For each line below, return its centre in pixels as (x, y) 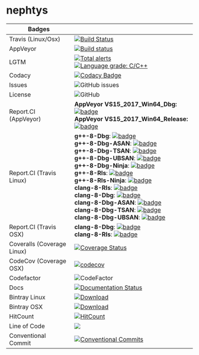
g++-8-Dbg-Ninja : (102, 165)
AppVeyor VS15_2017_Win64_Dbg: (126, 104)
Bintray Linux (27, 297)
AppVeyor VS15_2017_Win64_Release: (131, 119)
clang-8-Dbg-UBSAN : (107, 217)
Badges (39, 29)
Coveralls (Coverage (38, 244)
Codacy (20, 75)
